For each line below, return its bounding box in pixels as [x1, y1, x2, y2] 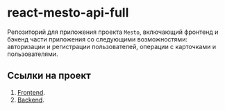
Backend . [17, 95, 45, 104]
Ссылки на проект [7, 70, 92, 82]
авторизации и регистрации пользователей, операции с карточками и [7, 42, 217, 51]
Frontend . [17, 88, 45, 96]
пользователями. [7, 50, 58, 58]
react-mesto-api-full [7, 5, 129, 21]
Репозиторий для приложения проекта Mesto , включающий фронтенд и [7, 28, 219, 36]
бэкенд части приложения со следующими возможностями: [7, 35, 187, 43]
